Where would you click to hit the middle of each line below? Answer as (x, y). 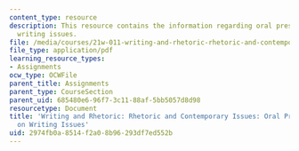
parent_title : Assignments (59, 83)
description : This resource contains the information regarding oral (141, 26)
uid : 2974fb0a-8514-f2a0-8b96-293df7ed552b (91, 133)
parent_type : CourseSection (61, 91)
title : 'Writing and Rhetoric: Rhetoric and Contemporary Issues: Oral (145, 116)
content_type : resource (53, 17)
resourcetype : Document (53, 108)
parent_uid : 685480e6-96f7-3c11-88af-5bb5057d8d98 (105, 100)
